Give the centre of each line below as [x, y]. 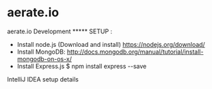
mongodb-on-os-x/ [44, 58]
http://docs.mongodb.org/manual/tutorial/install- [135, 52]
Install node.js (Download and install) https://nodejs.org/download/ [111, 44]
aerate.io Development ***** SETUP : [60, 31]
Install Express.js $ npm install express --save [82, 66]
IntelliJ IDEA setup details [43, 79]
